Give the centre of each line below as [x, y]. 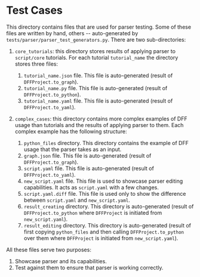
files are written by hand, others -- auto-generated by [72, 33]
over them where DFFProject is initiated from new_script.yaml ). [101, 238]
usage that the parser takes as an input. [73, 149]
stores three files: [36, 64]
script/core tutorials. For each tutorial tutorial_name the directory [96, 57]
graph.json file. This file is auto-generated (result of [87, 155]
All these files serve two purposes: [49, 250]
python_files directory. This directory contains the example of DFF [106, 143]
